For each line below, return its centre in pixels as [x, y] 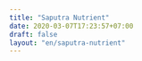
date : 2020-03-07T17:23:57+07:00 [71, 26]
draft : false [33, 34]
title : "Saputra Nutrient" [59, 17]
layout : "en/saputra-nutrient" [67, 43]
